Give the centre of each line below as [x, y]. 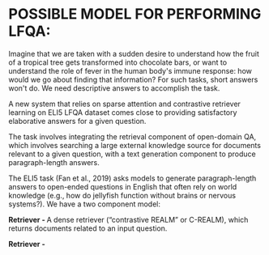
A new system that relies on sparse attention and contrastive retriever [125, 104]
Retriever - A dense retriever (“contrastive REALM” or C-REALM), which [128, 219]
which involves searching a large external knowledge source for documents [135, 145]
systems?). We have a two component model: [84, 204]
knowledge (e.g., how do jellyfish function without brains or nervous [122, 195]
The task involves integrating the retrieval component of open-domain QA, [132, 136]
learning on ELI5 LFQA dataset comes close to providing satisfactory [123, 112]
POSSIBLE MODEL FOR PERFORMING [135, 14]
